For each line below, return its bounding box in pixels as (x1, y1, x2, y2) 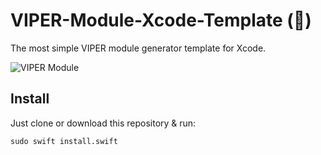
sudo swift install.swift (10, 136, 118, 146)
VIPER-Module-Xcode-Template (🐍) (10, 9, 312, 32)
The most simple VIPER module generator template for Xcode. (10, 42, 267, 54)
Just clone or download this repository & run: (10, 117, 197, 129)
